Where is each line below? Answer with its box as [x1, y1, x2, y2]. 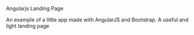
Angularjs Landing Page [6, 5, 64, 12]
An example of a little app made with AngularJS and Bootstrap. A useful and [6, 16, 189, 23]
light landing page [6, 23, 50, 29]
